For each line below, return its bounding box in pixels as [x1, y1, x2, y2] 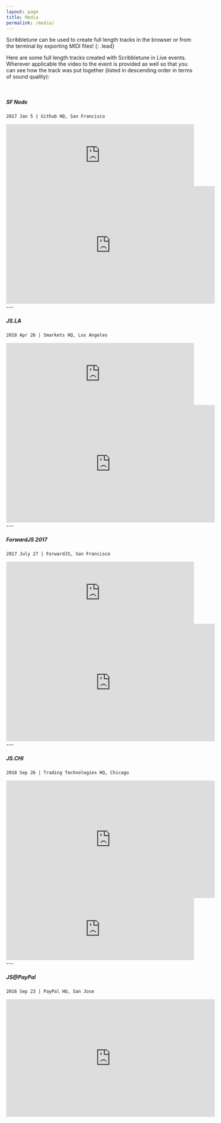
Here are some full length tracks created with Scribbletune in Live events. [6, 54, 186, 62]
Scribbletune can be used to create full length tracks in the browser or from [6, 36, 192, 44]
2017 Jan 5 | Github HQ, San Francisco [6, 113, 105, 119]
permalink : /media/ [6, 20, 55, 26]
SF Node [6, 98, 28, 105]
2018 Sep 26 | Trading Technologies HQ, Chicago [6, 770, 129, 776]
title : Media [6, 14, 39, 20]
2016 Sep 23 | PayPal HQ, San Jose [6, 989, 95, 995]
